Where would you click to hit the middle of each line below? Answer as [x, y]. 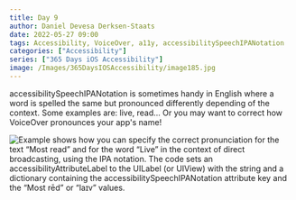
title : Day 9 [34, 18]
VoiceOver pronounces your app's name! [86, 122]
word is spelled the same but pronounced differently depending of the [140, 103]
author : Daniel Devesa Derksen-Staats [82, 26]
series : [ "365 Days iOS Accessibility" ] [87, 59]
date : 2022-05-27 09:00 [54, 34]
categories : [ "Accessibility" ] [68, 51]
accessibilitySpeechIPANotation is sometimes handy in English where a [142, 93]
